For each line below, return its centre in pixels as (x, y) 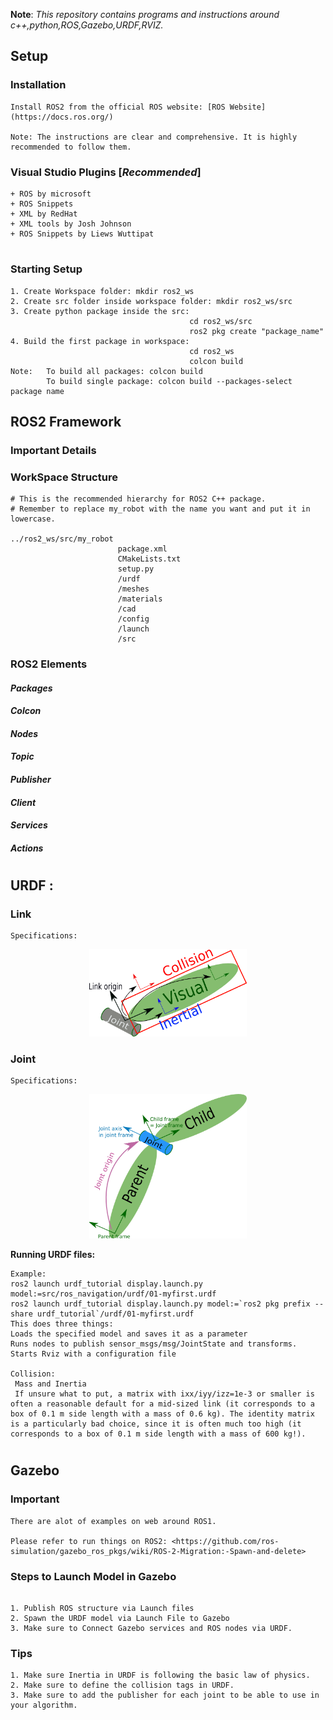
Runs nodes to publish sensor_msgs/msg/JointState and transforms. (154, 1344)
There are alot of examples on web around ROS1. (113, 1521)
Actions (27, 848)
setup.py (136, 569)
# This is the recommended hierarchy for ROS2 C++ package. (138, 499)
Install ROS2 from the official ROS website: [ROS (118, 107)
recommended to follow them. (71, 147)
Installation (38, 85)
